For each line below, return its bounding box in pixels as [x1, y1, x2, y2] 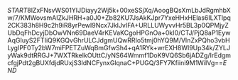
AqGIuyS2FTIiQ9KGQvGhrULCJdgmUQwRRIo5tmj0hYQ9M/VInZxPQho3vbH [7, 36, 230, 45]
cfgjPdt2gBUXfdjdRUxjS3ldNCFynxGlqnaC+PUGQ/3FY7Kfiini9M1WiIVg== [7, 59, 224, 67]
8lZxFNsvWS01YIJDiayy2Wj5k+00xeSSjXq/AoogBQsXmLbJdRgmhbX [27, 6, 231, 14]
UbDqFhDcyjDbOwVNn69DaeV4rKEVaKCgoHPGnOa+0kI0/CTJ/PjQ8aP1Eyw [7, 28, 231, 37]
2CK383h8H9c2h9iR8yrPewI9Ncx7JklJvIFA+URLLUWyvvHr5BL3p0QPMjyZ [7, 21, 229, 29]
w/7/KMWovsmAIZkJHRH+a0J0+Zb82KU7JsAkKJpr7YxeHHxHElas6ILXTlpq [7, 13, 231, 22]
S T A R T [7, 6, 28, 14]
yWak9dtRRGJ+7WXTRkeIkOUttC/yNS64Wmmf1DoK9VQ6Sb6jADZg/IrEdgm [7, 51, 232, 59]
